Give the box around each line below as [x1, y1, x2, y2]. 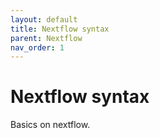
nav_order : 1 [10, 42, 65, 53]
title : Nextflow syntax [10, 24, 110, 34]
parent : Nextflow [10, 33, 83, 43]
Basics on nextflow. [10, 119, 91, 131]
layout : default [10, 14, 78, 25]
